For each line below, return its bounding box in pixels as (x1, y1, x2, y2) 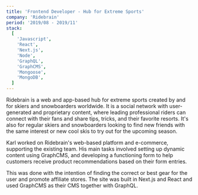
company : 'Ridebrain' (6, 14, 60, 20)
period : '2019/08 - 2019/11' (6, 19, 78, 25)
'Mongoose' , (17, 69, 46, 75)
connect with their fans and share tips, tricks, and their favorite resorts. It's (6, 115, 189, 122)
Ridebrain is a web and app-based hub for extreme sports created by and (6, 96, 186, 103)
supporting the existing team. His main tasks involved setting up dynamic (6, 145, 185, 152)
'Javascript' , (17, 36, 52, 42)
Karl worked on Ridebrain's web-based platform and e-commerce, (6, 139, 169, 146)
